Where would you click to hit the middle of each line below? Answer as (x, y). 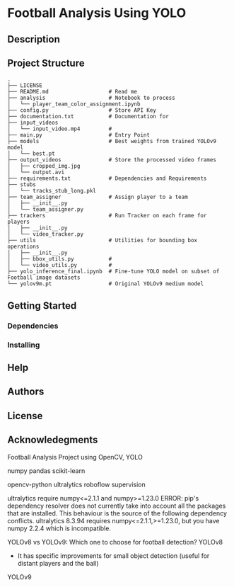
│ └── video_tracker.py (45, 234)
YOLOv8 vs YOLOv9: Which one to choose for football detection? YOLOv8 (115, 542)
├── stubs (22, 185)
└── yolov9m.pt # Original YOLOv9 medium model (105, 284)
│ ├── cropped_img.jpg (44, 166)
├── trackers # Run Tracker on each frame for (107, 216)
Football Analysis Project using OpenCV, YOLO (75, 457)
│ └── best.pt (31, 154)
